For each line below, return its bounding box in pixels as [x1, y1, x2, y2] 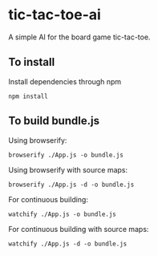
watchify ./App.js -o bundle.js [8, 210, 116, 218]
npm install [8, 92, 48, 100]
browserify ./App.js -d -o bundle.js [8, 181, 135, 189]
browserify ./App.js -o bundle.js [8, 151, 124, 159]
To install [8, 55, 55, 69]
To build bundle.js [8, 114, 100, 128]
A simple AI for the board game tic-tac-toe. [8, 32, 151, 42]
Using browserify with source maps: [8, 165, 128, 174]
